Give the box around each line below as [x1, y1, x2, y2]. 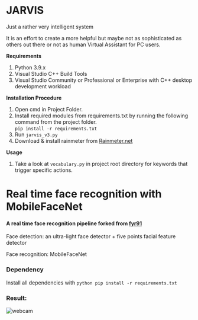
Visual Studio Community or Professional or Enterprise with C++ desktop [14, 76, 193, 84]
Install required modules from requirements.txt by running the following [14, 112, 189, 119]
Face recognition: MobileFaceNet [6, 251, 87, 258]
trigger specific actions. [14, 167, 73, 174]
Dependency [6, 265, 44, 274]
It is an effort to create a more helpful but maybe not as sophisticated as [6, 34, 182, 41]
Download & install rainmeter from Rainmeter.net [14, 137, 133, 144]
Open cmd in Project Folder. [14, 105, 83, 113]
